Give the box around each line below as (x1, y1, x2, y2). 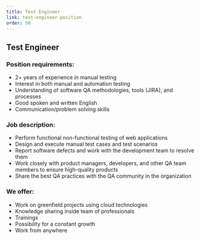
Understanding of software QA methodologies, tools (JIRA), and (14, 86, 173, 94)
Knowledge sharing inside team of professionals (14, 208, 135, 215)
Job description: (6, 121, 56, 129)
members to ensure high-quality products (14, 166, 118, 173)
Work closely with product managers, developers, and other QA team (14, 160, 186, 167)
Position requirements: (6, 60, 74, 68)
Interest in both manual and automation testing (14, 80, 130, 88)
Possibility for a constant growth (14, 220, 95, 227)
